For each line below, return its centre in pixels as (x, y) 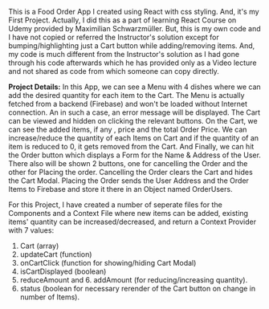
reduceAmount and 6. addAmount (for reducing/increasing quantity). (134, 280)
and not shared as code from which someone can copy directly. (114, 71)
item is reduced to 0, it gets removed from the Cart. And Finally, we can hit (131, 146)
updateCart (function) (56, 254)
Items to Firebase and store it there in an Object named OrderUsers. (120, 189)
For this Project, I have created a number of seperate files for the (115, 205)
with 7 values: (31, 230)
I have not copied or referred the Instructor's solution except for (114, 37)
